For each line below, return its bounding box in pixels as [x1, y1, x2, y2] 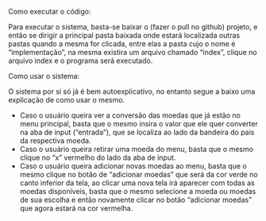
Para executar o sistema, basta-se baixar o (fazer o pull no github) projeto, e [8, 22, 258, 31]
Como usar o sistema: [8, 72, 80, 80]
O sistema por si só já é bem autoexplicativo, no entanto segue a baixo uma [8, 87, 256, 96]
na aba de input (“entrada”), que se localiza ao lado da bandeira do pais [19, 127, 255, 137]
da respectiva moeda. [19, 136, 91, 145]
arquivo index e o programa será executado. [8, 56, 153, 65]
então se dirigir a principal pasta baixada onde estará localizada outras [8, 31, 241, 40]
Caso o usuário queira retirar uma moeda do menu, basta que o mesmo [19, 145, 254, 153]
